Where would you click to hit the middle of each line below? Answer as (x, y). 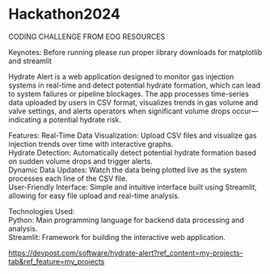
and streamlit (30, 61)
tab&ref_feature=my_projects (57, 261)
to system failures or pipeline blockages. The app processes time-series (129, 93)
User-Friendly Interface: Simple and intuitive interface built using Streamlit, (133, 186)
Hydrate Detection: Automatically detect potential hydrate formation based (133, 152)
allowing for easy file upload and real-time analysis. (94, 195)
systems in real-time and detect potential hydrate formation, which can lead (135, 85)
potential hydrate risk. (85, 119)
